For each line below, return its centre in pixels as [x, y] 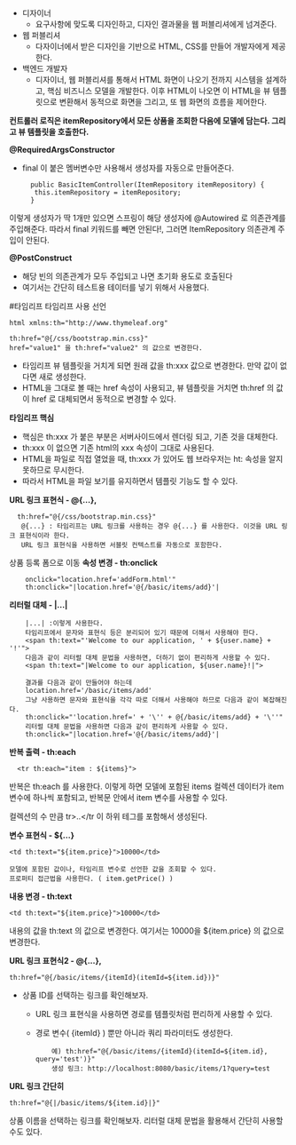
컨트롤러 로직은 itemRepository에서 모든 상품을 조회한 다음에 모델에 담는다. [140, 121]
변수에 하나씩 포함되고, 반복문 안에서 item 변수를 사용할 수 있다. [118, 797]
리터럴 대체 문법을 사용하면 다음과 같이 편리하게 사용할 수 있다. [127, 727]
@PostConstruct [41, 258]
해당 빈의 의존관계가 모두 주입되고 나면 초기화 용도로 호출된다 [127, 276]
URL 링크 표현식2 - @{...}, [55, 961]
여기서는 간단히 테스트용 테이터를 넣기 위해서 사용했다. [116, 287]
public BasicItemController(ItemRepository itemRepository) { [148, 185]
